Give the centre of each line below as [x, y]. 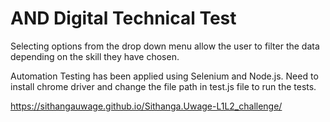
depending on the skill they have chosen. [95, 56]
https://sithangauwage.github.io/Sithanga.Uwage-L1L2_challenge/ [146, 106]
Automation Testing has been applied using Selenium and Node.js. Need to [164, 76]
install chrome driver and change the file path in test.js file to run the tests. [163, 86]
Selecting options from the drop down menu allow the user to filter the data [165, 46]
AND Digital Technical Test [123, 18]
